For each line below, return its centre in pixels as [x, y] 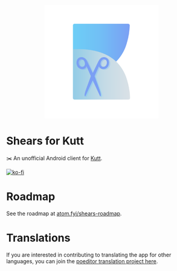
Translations [38, 238]
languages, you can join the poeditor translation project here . [82, 261]
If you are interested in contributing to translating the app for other [89, 255]
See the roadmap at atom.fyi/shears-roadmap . [64, 213]
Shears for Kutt [45, 141]
